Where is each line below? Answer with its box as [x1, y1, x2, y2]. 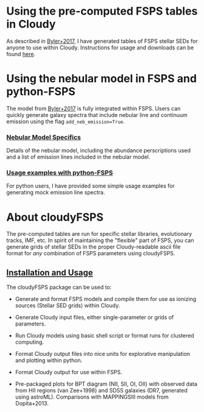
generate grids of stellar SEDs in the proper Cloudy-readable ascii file [6, 243, 181, 250]
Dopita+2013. [15, 400, 49, 407]
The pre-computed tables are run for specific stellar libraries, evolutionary [6, 230, 192, 238]
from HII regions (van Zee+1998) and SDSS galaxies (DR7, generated [15, 387, 188, 394]
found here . [6, 50, 35, 57]
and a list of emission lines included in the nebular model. [6, 154, 150, 161]
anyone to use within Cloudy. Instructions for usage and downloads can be [6, 44, 194, 51]
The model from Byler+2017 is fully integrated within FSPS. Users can [6, 105, 181, 112]
